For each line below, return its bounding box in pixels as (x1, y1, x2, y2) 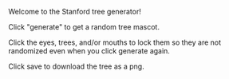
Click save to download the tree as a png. (8, 61, 145, 71)
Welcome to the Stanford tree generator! (8, 7, 141, 16)
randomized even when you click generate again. (8, 46, 170, 55)
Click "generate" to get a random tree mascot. (8, 22, 160, 31)
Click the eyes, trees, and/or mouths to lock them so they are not (8, 38, 222, 47)
